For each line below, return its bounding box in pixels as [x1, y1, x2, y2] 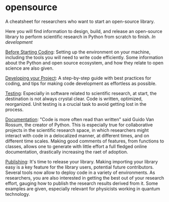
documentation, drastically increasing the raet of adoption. [5, 149, 128, 155]
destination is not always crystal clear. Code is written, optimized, [5, 96, 143, 102]
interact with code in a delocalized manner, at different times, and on [5, 132, 149, 138]
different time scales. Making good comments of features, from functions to [5, 138, 164, 144]
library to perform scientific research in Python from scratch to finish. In [5, 34, 156, 40]
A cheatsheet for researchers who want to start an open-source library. [5, 18, 155, 24]
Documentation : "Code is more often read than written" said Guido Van [5, 116, 154, 122]
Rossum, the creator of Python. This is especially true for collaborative [5, 122, 153, 128]
